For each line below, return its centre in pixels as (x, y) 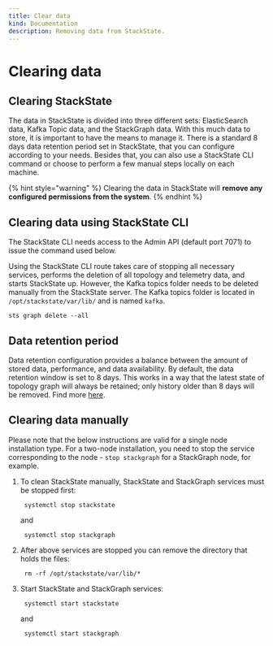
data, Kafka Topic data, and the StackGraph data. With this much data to (130, 129)
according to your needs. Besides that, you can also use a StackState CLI (131, 155)
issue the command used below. (63, 251)
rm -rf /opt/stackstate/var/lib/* (82, 574)
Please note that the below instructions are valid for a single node (118, 440)
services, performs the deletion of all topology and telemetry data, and (127, 275)
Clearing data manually (69, 421)
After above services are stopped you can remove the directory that (134, 550)
